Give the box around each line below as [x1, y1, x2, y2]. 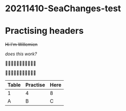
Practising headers [5, 25, 84, 37]
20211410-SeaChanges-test [5, 3, 121, 14]
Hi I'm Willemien [5, 42, 38, 47]
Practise [25, 82, 45, 89]
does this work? [5, 51, 37, 57]
